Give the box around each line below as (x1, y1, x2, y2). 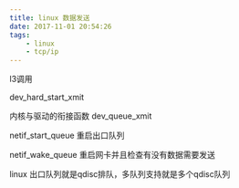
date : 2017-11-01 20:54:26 (9, 22, 112, 31)
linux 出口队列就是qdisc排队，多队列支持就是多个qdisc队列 (9, 169, 231, 180)
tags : (9, 30, 30, 39)
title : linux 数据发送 (9, 13, 90, 23)
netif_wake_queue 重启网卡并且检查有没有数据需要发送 (9, 150, 216, 161)
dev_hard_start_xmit (9, 92, 85, 103)
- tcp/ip (26, 47, 59, 57)
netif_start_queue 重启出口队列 (9, 130, 125, 141)
